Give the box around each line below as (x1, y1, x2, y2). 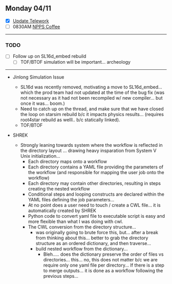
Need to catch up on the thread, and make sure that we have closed (20, 106, 164, 112)
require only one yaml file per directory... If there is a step (43, 262, 165, 269)
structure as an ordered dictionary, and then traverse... (35, 240, 152, 247)
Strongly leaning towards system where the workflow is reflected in (20, 142, 163, 148)
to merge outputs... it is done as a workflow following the (43, 268, 163, 274)
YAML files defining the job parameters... (28, 197, 114, 203)
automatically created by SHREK (28, 207, 96, 214)
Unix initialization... (20, 153, 60, 159)
